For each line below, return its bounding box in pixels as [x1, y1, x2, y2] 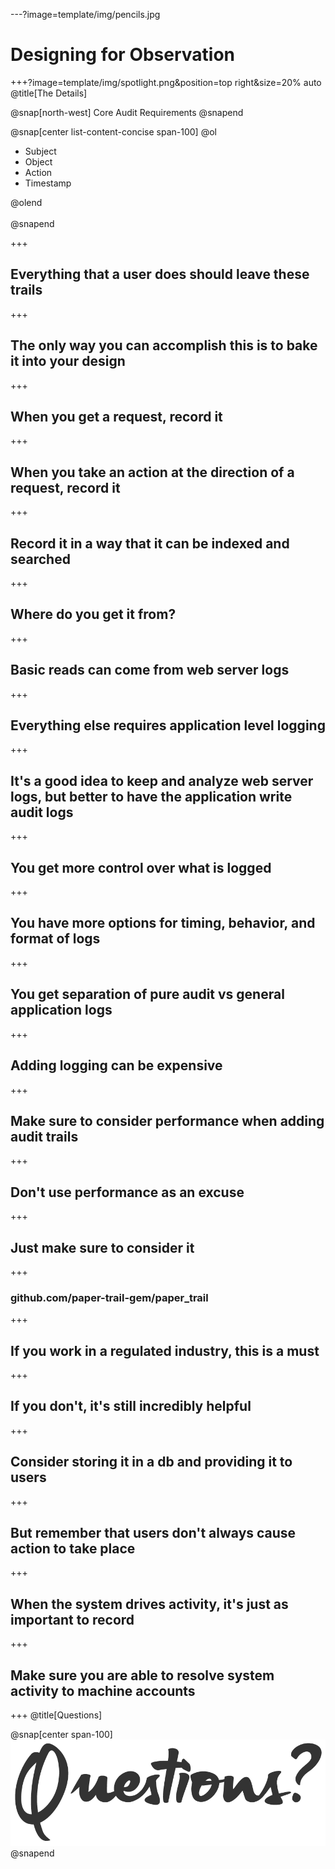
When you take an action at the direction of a [10, 464, 295, 481]
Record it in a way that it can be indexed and [10, 535, 290, 552]
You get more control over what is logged [10, 859, 272, 876]
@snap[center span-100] [10, 1729, 113, 1741]
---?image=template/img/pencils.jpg [10, 9, 161, 20]
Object [24, 155, 53, 168]
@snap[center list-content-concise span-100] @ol [10, 125, 217, 138]
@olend [10, 196, 43, 208]
